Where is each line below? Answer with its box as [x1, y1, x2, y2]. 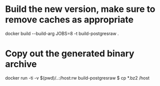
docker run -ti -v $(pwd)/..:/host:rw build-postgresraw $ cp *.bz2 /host [5, 75, 150, 81]
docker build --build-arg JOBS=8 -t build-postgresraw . [5, 30, 119, 36]
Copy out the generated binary [5, 48, 135, 59]
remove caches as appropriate [5, 14, 134, 25]
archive [5, 59, 37, 70]
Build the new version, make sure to [5, 3, 156, 15]
